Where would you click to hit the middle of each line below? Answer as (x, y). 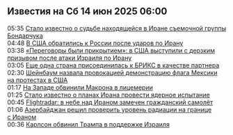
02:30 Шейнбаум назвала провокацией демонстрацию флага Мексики (112, 72)
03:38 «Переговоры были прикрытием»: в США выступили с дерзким (111, 50)
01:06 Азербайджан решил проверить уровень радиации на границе (110, 109)
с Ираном (22, 117)
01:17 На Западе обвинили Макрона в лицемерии (80, 87)
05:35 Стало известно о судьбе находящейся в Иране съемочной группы (117, 28)
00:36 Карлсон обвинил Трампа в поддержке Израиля (89, 124)
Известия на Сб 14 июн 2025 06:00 (87, 11)
